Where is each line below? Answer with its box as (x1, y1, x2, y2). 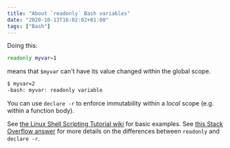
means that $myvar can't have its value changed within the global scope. (7, 67, 211, 75)
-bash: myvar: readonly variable (7, 87, 103, 94)
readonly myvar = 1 (7, 55, 57, 62)
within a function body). (7, 107, 75, 114)
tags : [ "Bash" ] (7, 23, 51, 29)
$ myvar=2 (7, 80, 36, 88)
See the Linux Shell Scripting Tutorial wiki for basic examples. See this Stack (7, 120, 223, 127)
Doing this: (7, 42, 38, 50)
